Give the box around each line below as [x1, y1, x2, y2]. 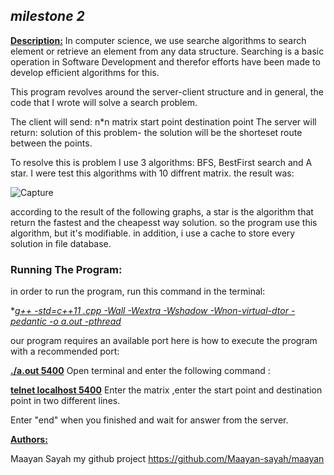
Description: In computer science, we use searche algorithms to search [10, 34, 307, 46]
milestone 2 [10, 8, 85, 25]
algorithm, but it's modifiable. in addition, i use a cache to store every [10, 227, 296, 239]
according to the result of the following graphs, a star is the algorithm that [10, 205, 314, 218]
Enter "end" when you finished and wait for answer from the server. [10, 414, 289, 426]
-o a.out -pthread [49, 315, 122, 328]
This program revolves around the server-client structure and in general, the [10, 85, 324, 98]
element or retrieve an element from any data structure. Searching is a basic [10, 45, 325, 57]
